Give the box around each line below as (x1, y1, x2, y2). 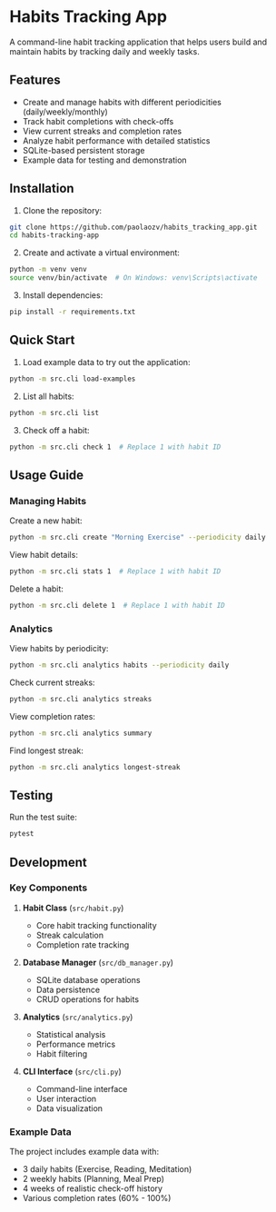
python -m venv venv (9, 265, 88, 274)
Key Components (9, 881, 88, 894)
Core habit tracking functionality (35, 919, 157, 930)
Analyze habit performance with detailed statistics (22, 134, 211, 146)
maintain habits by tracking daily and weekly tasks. (9, 45, 200, 56)
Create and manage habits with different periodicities (22, 96, 222, 107)
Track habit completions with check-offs (22, 115, 174, 126)
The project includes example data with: (9, 1147, 160, 1157)
